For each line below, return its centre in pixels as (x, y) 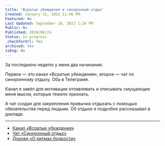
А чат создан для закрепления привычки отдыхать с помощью (71, 103)
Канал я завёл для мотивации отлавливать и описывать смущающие (78, 89)
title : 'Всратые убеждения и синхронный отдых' (55, 10)
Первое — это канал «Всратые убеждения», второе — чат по (69, 74)
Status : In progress (26, 37)
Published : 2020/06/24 (28, 32)
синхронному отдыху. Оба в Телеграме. (47, 79)
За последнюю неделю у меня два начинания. (54, 65)
